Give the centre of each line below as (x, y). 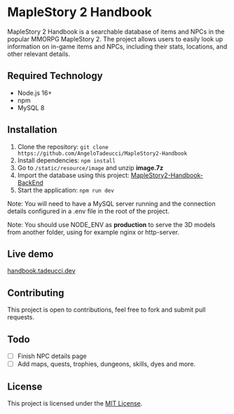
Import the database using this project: (73, 175)
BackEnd (30, 182)
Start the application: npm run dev (66, 190)
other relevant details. (39, 54)
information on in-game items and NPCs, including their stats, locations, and (117, 46)
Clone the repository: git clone (63, 146)
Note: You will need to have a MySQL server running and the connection (111, 203)
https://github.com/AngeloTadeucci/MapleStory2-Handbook (102, 153)
